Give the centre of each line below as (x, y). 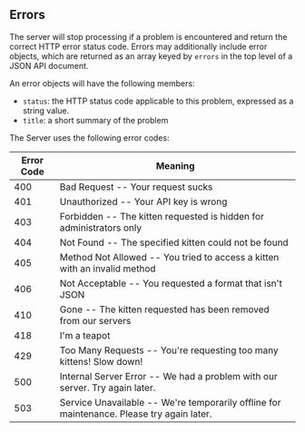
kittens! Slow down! (101, 361)
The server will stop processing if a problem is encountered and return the (148, 36)
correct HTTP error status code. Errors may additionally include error (138, 46)
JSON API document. (49, 65)
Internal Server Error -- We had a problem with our (169, 376)
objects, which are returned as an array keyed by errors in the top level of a (151, 56)
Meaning (175, 165)
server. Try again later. (108, 388)
